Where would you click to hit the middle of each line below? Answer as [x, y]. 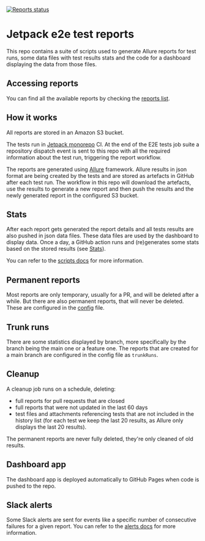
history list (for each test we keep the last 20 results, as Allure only [99, 420]
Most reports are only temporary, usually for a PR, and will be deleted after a [102, 295]
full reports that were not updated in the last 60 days [81, 407]
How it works [32, 117]
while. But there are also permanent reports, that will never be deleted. [95, 301]
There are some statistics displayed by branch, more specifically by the [96, 342]
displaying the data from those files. [51, 64]
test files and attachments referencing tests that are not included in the [105, 413]
